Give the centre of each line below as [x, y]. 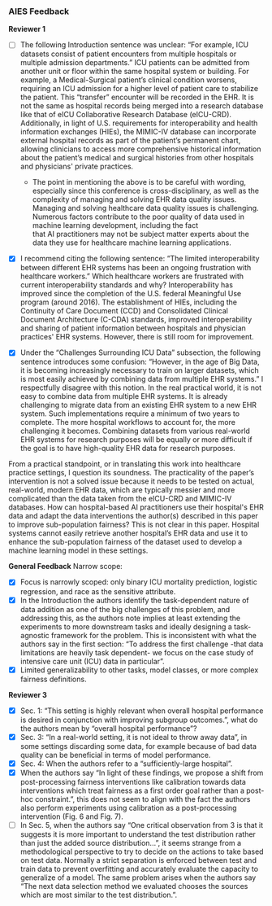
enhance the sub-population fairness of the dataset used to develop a [125, 542]
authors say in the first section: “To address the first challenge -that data [142, 644]
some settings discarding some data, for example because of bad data [138, 746]
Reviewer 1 [27, 29]
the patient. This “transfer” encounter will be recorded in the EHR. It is [137, 97]
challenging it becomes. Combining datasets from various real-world [135, 431]
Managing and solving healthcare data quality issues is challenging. [145, 208]
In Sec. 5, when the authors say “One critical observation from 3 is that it [142, 825]
